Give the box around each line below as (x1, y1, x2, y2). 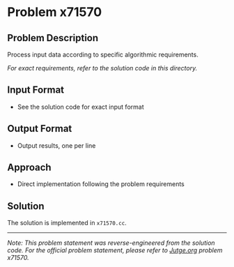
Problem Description (7, 32, 99, 44)
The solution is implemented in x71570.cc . (7, 219, 127, 227)
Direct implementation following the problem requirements (17, 180, 185, 188)
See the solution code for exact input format (17, 102, 144, 111)
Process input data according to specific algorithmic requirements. (7, 50, 198, 59)
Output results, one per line (17, 141, 96, 150)
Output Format (7, 123, 72, 135)
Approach (7, 162, 52, 174)
